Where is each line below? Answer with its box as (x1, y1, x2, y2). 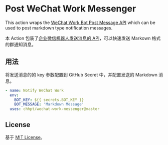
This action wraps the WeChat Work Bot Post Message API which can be (5, 19, 155, 25)
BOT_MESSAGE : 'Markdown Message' (14, 102, 84, 107)
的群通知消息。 (5, 41, 36, 47)
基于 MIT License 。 (5, 134, 45, 140)
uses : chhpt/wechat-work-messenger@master (10, 106, 100, 111)
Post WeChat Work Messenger (5, 3, 136, 14)
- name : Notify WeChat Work (5, 88, 64, 93)
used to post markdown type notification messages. (5, 24, 113, 30)
